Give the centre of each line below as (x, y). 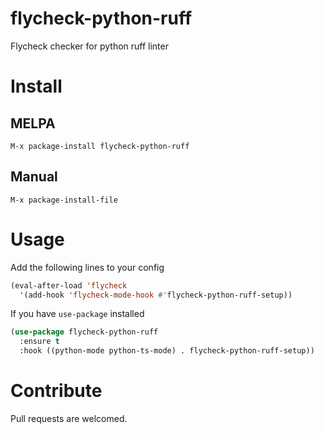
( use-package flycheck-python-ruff (84, 332)
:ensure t (39, 342)
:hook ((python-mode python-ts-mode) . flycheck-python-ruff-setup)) (167, 351)
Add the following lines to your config (87, 267)
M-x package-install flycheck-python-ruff (100, 146)
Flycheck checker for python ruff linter (89, 46)
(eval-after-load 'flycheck (69, 285)
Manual (34, 177)
